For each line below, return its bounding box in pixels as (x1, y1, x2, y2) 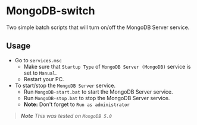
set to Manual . (23, 69, 57, 76)
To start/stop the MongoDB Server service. (14, 82, 116, 89)
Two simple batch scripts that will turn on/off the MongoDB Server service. (6, 24, 190, 31)
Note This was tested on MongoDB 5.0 (20, 112, 112, 119)
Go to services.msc (14, 56, 62, 63)
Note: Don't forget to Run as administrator (23, 101, 130, 108)
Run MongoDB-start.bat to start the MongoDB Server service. (23, 88, 173, 95)
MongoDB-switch (6, 4, 95, 18)
